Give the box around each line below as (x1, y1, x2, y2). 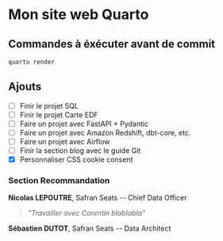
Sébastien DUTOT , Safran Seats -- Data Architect (8, 224, 171, 233)
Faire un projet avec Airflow (19, 136, 110, 146)
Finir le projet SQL (19, 101, 79, 110)
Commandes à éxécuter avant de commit (8, 37, 216, 51)
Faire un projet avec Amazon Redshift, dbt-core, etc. (19, 128, 191, 137)
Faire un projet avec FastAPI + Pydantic (19, 119, 149, 128)
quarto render (8, 58, 56, 66)
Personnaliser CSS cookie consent (19, 155, 133, 164)
